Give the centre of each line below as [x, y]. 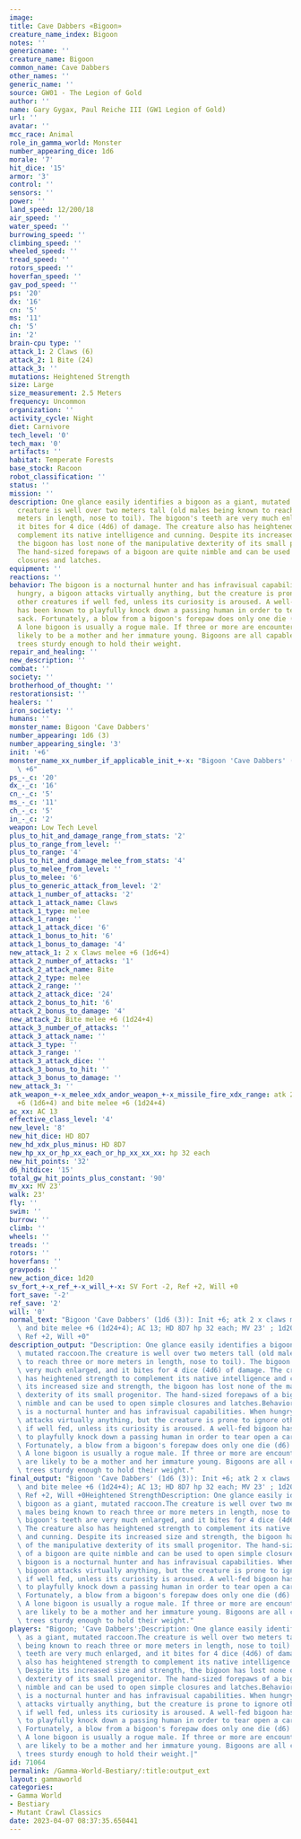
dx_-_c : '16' [34, 786]
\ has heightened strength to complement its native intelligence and [152, 1378]
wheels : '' [30, 1236]
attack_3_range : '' [46, 1053]
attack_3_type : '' [43, 1044]
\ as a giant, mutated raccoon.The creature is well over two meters [150, 1637]
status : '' [30, 485]
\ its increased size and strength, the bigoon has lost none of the [150, 1387]
